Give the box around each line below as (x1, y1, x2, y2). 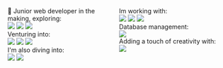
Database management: (119, 22, 189, 31)
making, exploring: (7, 14, 62, 22)
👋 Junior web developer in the (7, 7, 96, 15)
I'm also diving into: (7, 46, 64, 54)
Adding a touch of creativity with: (119, 37, 217, 45)
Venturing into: (7, 30, 51, 38)
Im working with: (119, 7, 168, 15)
